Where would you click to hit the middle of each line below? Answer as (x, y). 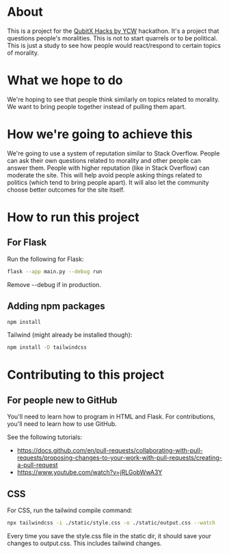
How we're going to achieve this (100, 135)
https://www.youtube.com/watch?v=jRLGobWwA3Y (90, 473)
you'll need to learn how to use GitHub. (62, 424)
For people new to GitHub (62, 400)
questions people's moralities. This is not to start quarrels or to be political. (112, 38)
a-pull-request (37, 465)
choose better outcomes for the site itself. (66, 190)
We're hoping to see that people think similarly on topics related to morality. (113, 99)
